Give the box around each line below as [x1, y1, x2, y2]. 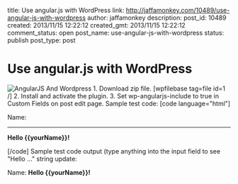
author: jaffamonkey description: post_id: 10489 [87, 13, 227, 22]
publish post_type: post [7, 36, 76, 45]
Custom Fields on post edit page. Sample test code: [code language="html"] [7, 99, 231, 108]
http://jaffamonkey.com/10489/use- [125, 6, 230, 14]
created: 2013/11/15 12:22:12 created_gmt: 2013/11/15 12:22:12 [7, 21, 186, 29]
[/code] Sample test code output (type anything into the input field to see [7, 146, 221, 155]
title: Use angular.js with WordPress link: [7, 6, 125, 14]
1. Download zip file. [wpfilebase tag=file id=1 [93, 84, 225, 93]
